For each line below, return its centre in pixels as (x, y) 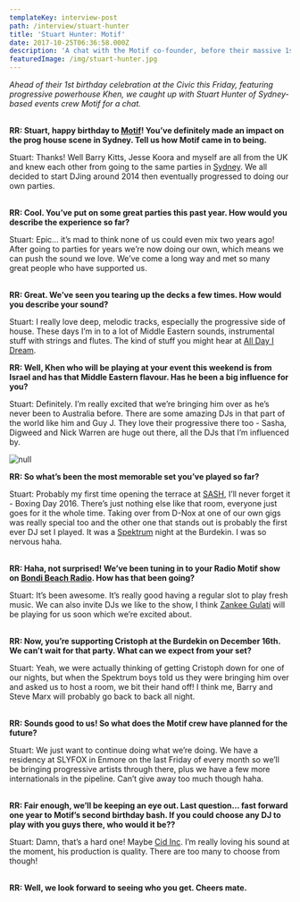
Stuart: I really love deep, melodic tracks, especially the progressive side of (147, 322)
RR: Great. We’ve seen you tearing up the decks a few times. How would (146, 295)
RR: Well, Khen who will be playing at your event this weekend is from (141, 367)
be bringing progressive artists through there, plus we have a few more (140, 769)
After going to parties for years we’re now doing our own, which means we (146, 249)
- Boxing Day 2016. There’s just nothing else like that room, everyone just (143, 503)
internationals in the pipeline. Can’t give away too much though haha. (137, 779)
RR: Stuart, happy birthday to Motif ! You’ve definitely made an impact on (146, 130)
